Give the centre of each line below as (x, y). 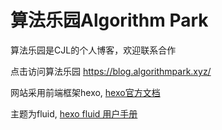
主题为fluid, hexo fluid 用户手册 (74, 113)
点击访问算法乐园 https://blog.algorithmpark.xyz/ (111, 71)
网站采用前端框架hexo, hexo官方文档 (85, 92)
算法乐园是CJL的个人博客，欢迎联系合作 (93, 50)
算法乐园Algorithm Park (109, 20)
